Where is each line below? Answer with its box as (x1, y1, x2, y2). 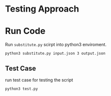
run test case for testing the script (5, 77, 74, 83)
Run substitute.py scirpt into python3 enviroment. (5, 42, 107, 48)
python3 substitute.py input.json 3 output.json (5, 51, 106, 56)
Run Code (5, 26, 46, 37)
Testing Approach (5, 3, 79, 15)
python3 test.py (5, 86, 38, 91)
